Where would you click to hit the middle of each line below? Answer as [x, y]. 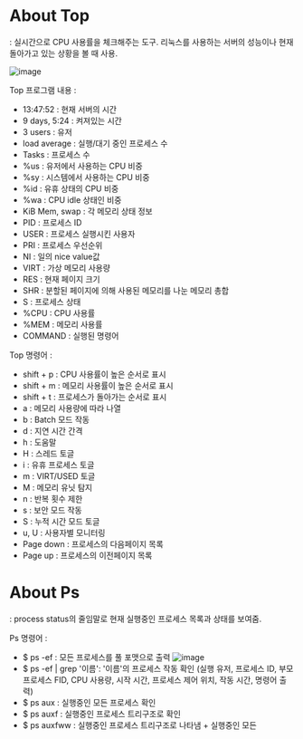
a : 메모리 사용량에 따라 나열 [72, 408]
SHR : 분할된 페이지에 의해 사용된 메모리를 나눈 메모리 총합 [125, 290]
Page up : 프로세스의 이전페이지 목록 [87, 555]
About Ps [44, 593]
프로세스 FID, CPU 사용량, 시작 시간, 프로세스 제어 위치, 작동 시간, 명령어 [150, 679]
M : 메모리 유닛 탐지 [57, 487]
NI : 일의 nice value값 [61, 256]
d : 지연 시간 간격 [52, 430]
